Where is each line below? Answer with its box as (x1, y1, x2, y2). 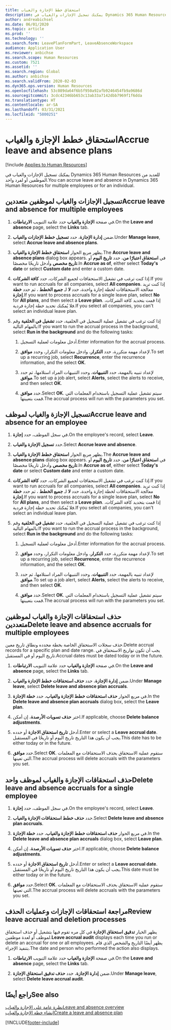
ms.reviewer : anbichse (5, 50, 53, 55)
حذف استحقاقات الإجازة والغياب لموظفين (5, 612, 122, 621)
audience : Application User (5, 45, 65, 51)
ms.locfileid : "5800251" (5, 112, 58, 117)
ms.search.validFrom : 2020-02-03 (5, 79, 76, 84)
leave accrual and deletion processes (5, 915, 126, 924)
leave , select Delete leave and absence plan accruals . (12, 683, 128, 690)
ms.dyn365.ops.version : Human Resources (5, 83, 93, 88)
